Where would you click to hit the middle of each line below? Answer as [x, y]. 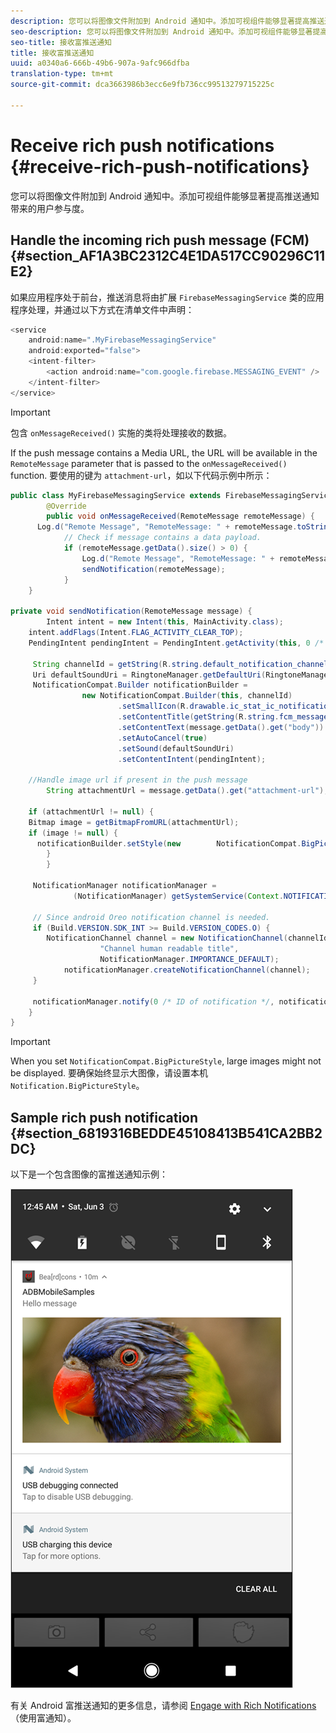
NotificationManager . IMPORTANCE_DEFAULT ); [189, 960]
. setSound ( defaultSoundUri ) [176, 748]
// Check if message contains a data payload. [162, 538]
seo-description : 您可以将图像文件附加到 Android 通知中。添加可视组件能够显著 [161, 31]
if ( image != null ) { [73, 833]
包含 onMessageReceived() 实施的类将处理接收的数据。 [121, 432]
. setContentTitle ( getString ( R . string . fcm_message [223, 717]
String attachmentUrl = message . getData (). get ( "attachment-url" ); [187, 791]
